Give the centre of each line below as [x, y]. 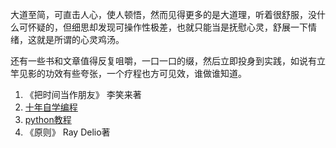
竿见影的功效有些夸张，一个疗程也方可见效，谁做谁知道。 [128, 73]
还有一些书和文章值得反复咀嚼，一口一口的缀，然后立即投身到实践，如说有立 [168, 61]
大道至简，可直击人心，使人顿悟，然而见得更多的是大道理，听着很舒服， [159, 14]
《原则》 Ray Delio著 [67, 132]
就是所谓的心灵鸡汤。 [80, 39]
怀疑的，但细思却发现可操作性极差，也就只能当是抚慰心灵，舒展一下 [167, 27]
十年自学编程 [51, 107]
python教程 [48, 119]
